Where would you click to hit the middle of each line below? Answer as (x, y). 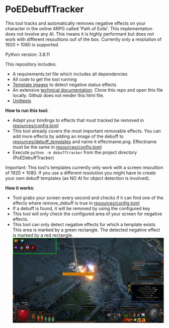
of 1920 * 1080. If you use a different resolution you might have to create (80, 173)
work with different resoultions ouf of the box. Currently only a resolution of (83, 39)
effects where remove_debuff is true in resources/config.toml (76, 203)
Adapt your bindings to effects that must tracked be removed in (78, 120)
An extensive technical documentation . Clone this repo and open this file (88, 90)
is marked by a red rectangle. (43, 235)
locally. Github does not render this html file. (58, 95)
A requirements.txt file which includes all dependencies (70, 74)
